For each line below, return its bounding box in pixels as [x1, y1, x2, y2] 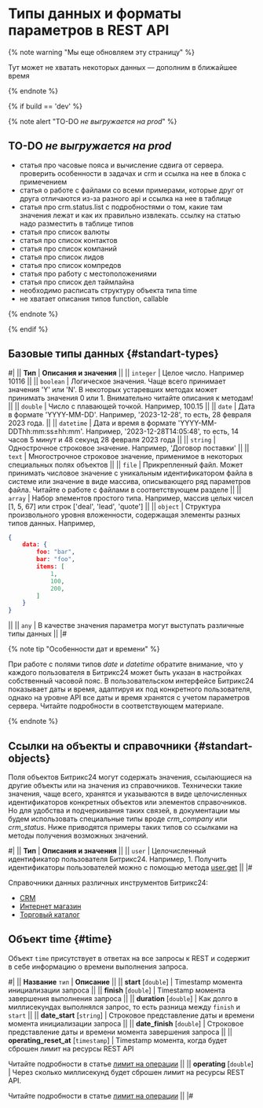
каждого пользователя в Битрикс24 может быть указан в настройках [8, 668, 242, 677]
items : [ [36, 563, 65, 571]
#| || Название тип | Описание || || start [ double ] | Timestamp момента [8, 977, 243, 986]
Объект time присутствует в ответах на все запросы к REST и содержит [8, 953, 250, 963]
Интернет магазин [19, 901, 82, 911]
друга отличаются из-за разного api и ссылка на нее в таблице [19, 193, 232, 203]
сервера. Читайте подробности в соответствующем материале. [8, 701, 225, 711]
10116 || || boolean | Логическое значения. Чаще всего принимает [8, 376, 226, 386]
